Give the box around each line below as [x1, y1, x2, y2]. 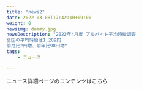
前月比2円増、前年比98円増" [6, 43, 68, 49]
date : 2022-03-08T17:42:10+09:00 [6, 15, 92, 21]
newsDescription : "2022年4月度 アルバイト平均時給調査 [6, 32, 136, 38]
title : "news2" [6, 9, 45, 15]
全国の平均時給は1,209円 [6, 37, 61, 43]
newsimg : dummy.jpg [6, 26, 56, 32]
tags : [6, 49, 20, 55]
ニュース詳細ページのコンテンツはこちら [6, 77, 108, 85]
